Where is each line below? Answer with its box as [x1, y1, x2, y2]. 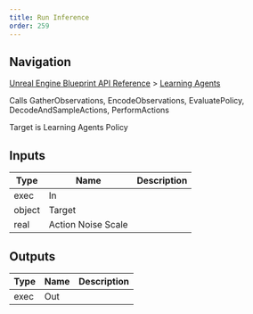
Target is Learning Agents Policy [9, 122, 129, 133]
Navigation [9, 54, 71, 70]
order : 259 [9, 21, 50, 30]
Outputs [9, 249, 56, 264]
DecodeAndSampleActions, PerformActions [9, 104, 169, 116]
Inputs [9, 148, 46, 163]
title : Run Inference [9, 12, 90, 22]
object [13, 204, 40, 217]
